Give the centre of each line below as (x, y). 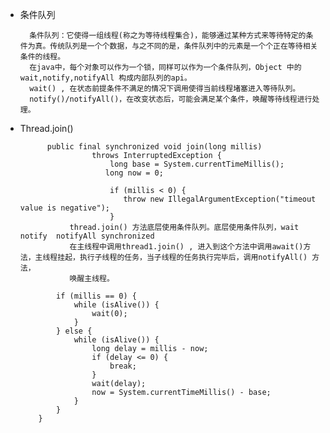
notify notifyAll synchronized (87, 236)
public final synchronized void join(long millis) (154, 147)
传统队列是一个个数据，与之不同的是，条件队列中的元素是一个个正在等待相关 (183, 46)
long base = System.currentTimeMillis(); (197, 164)
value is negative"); (64, 208)
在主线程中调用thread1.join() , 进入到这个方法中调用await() (186, 247)
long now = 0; (134, 173)
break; (123, 366)
